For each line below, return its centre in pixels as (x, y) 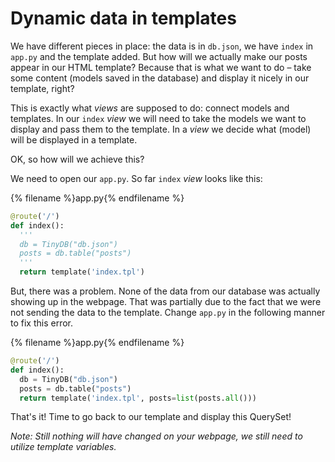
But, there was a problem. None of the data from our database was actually (165, 291)
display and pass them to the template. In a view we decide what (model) (161, 129)
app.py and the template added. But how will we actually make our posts (159, 56)
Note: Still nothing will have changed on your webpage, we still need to (156, 436)
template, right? (42, 88)
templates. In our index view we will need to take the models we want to (158, 118)
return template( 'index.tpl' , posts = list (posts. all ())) (138, 398)
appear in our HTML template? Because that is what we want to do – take (161, 67)
